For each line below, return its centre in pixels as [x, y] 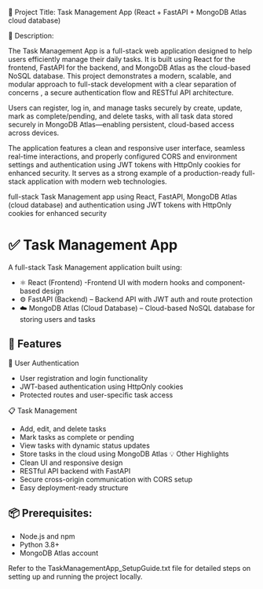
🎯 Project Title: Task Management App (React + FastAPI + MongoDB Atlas [128, 12]
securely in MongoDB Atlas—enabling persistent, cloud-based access [121, 124]
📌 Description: [31, 36]
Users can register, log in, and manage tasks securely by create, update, [125, 108]
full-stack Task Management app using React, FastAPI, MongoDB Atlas [123, 197]
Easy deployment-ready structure [74, 488]
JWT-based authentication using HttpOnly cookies [101, 386]
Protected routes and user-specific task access [96, 395]
